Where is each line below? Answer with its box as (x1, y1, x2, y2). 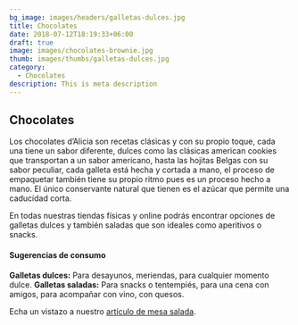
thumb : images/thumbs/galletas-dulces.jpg (9, 54, 170, 63)
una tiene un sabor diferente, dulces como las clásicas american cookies (9, 146, 277, 156)
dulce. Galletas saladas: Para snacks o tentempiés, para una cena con (9, 279, 269, 290)
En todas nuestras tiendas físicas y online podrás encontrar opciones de (9, 211, 276, 221)
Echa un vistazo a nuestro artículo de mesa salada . (9, 305, 196, 317)
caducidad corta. (9, 193, 72, 204)
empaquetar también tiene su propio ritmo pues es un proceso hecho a (9, 174, 271, 185)
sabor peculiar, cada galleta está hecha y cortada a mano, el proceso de (9, 164, 275, 175)
